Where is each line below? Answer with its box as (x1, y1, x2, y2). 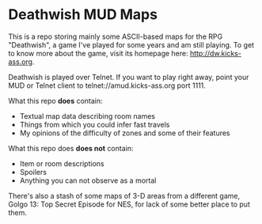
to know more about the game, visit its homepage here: (8, 48, 188, 58)
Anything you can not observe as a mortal (19, 176, 157, 185)
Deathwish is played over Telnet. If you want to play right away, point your (8, 72, 249, 82)
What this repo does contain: (8, 96, 103, 105)
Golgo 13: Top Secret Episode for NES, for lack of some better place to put (8, 199, 251, 209)
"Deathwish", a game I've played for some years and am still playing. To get (8, 40, 255, 49)
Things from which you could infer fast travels (19, 120, 170, 129)
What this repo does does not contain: (8, 143, 134, 153)
